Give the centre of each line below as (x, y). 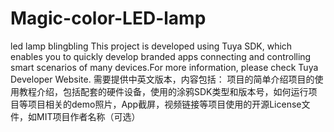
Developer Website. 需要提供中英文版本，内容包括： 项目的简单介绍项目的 (162, 79)
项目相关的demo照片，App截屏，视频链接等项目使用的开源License (164, 104)
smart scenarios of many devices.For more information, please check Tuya (164, 67)
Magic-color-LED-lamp (108, 18)
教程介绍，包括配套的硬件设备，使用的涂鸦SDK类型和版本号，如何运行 (163, 91)
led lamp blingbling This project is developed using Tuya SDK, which (151, 46)
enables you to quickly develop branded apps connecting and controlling (161, 56)
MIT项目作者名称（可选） (88, 116)
